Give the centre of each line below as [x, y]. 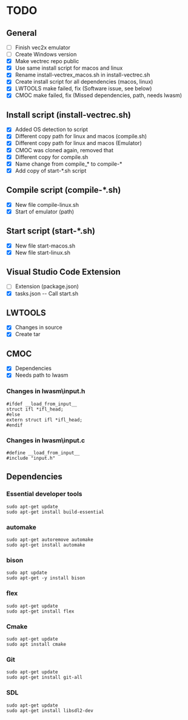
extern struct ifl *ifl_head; [45, 420]
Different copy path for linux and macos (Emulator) [78, 143]
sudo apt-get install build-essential [55, 512]
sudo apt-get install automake [46, 545]
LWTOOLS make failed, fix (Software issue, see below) [83, 89]
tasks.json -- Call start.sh [47, 293]
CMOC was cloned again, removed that [64, 150]
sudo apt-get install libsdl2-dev [50, 710]
